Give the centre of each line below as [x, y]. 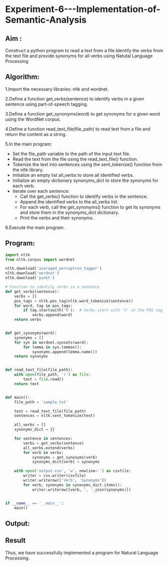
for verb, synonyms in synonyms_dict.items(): [73, 485]
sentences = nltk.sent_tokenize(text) [55, 416]
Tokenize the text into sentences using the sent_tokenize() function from [87, 164]
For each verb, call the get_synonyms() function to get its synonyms [90, 207]
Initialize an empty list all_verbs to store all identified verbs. [73, 175]
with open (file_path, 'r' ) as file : [53, 375]
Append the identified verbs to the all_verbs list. [69, 201]
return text [27, 384]
